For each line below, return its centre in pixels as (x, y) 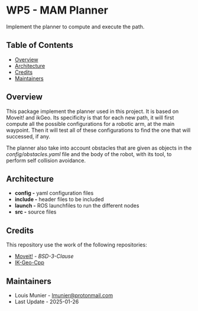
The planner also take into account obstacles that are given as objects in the (99, 148)
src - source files (35, 212)
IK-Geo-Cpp (29, 263)
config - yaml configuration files (54, 193)
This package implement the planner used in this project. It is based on (92, 111)
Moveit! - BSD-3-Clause (44, 256)
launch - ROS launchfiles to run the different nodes (77, 206)
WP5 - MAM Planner (57, 10)
